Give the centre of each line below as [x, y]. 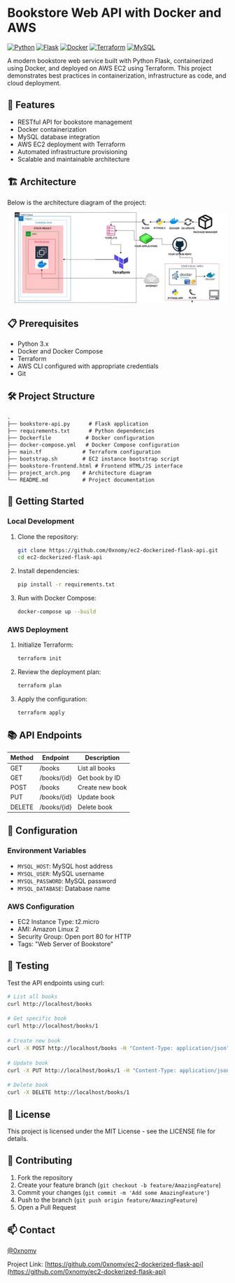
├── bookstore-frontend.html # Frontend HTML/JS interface [95, 466]
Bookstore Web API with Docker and [114, 13]
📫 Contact [31, 1230]
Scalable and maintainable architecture [73, 159]
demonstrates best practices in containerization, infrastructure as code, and [117, 76]
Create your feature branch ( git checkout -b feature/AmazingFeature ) [119, 1185]
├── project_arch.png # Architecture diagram [79, 473]
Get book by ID [99, 778]
